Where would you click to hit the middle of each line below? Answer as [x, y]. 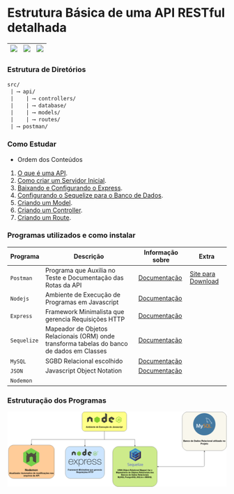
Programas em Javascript [82, 302]
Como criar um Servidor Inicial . [62, 180]
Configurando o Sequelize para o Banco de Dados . [90, 195]
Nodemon [21, 381]
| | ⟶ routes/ [35, 120]
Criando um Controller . [50, 210]
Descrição [89, 256]
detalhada [37, 28]
